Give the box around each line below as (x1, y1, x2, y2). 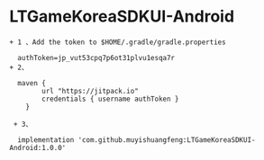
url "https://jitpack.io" (41, 86, 140, 95)
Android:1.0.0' (9, 143, 67, 152)
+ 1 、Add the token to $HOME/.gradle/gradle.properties (9, 38, 227, 47)
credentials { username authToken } (41, 94, 179, 103)
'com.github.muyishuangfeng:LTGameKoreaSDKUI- (77, 135, 256, 145)
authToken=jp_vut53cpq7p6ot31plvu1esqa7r (17, 53, 176, 62)
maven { (17, 78, 47, 87)
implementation (17, 135, 75, 145)
